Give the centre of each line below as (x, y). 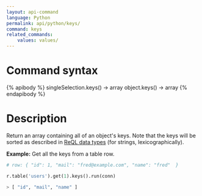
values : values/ (38, 40)
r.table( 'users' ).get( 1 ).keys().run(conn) (61, 176)
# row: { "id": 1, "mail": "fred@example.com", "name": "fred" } (92, 165)
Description (37, 119)
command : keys (24, 29)
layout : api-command (33, 12)
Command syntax (52, 71)
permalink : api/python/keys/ (43, 23)
